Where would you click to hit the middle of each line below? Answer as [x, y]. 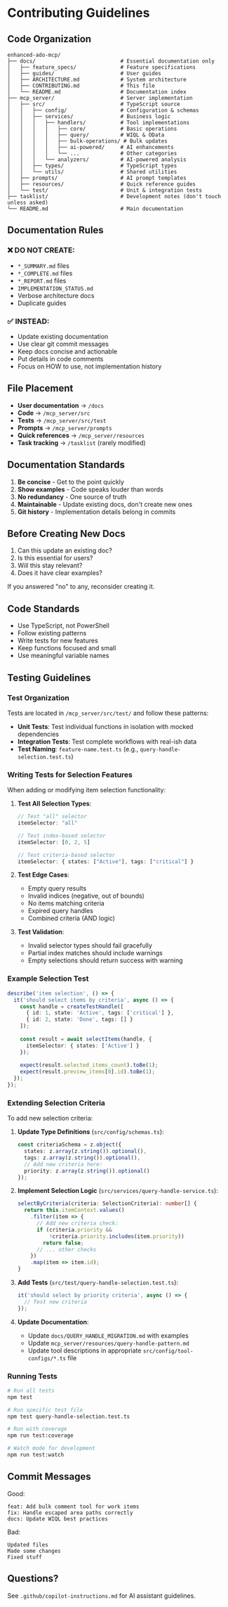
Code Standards [43, 608]
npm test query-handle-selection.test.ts [69, 1416]
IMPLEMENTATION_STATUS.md [55, 289]
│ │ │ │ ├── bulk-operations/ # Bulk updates [88, 141]
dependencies [38, 734]
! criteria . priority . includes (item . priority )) [116, 1236]
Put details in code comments [60, 359]
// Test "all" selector [52, 817]
